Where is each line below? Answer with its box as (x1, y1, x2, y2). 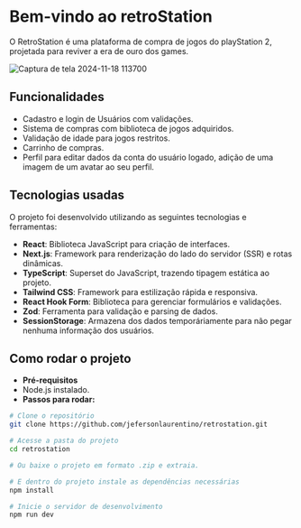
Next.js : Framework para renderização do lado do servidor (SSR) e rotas (22, 248, 293, 259)
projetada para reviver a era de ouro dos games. (9, 45, 189, 56)
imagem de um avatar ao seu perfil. (22, 161, 155, 172)
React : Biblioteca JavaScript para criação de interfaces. (22, 238, 231, 249)
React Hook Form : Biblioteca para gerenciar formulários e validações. (22, 296, 282, 307)
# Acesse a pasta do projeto (9, 436, 119, 446)
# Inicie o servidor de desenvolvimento (9, 502, 164, 511)
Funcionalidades (9, 89, 105, 105)
